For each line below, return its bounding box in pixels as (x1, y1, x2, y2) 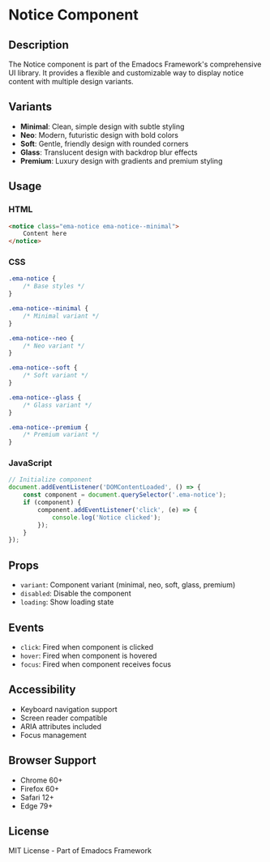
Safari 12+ (19, 792, 54, 802)
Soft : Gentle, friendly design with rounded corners (19, 139, 189, 148)
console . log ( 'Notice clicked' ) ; (51, 513, 161, 522)
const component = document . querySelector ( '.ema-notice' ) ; (23, 491, 227, 499)
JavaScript (8, 458, 53, 469)
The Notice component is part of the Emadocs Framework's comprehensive (8, 59, 262, 69)
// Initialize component (8, 476, 92, 484)
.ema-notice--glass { (8, 393, 82, 402)
